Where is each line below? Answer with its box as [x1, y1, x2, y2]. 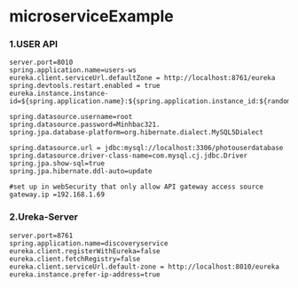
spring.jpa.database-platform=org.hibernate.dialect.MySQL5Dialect [9, 128, 264, 137]
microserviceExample [9, 6, 175, 27]
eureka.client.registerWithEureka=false [9, 246, 161, 255]
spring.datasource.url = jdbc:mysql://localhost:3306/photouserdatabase [9, 144, 284, 153]
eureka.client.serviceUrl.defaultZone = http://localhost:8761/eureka [9, 74, 276, 83]
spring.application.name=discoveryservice [9, 238, 169, 248]
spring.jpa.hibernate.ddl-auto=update [9, 167, 153, 176]
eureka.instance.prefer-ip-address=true [9, 269, 161, 279]
